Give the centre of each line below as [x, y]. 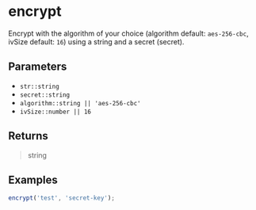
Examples [33, 179]
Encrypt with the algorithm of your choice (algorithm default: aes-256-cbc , [128, 33]
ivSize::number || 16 [55, 112]
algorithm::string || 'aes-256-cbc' [80, 103]
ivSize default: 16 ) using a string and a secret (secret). [96, 41]
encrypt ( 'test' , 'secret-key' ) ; [61, 198]
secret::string [45, 95]
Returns [29, 136]
